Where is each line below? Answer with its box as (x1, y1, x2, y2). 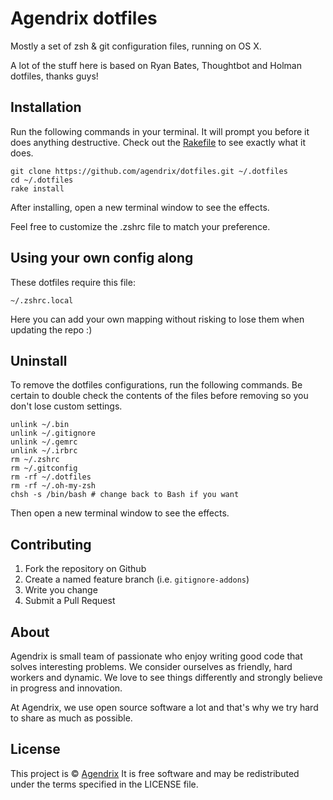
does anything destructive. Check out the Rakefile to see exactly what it (10, 136, 307, 148)
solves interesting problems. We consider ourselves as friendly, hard (10, 661, 293, 672)
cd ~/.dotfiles (10, 175, 74, 185)
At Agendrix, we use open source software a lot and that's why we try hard (10, 702, 319, 713)
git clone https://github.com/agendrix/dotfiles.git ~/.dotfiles (10, 166, 288, 176)
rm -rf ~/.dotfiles (10, 472, 92, 482)
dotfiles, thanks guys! (10, 70, 99, 82)
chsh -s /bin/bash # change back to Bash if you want (10, 490, 240, 500)
